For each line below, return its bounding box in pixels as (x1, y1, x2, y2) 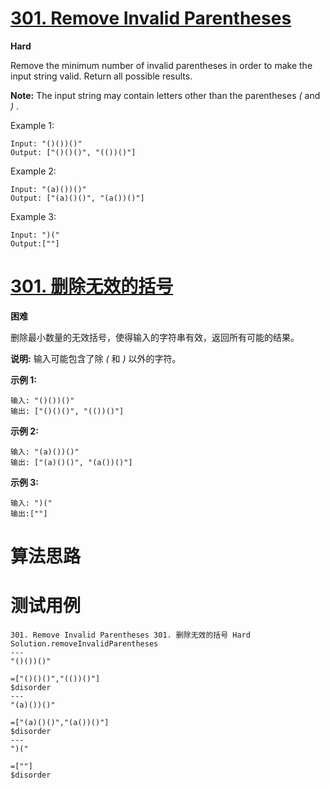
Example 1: (10, 119, 55, 131)
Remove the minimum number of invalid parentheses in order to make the (10, 59, 313, 71)
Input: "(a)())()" (10, 184, 87, 194)
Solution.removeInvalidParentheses (10, 639, 159, 649)
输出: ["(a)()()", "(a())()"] (10, 457, 133, 467)
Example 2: (10, 165, 57, 177)
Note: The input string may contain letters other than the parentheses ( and (10, 89, 321, 101)
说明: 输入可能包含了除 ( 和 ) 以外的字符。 (10, 352, 182, 364)
